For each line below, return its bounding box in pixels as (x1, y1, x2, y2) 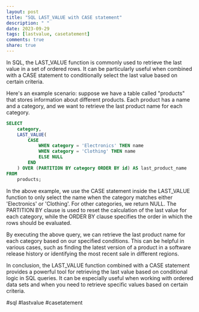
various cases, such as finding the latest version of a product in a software (6, 243, 191, 251)
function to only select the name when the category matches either (6, 194, 173, 201)
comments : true (6, 37, 44, 43)
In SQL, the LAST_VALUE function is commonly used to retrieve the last (6, 58, 182, 66)
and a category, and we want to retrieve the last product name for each (6, 102, 183, 109)
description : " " (6, 20, 50, 26)
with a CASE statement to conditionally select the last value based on (6, 72, 178, 79)
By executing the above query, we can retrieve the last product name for (6, 231, 186, 238)
